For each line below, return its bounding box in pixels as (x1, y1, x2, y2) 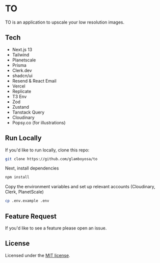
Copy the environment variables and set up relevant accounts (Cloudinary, (5, 184, 156, 190)
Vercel (12, 83, 26, 89)
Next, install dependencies (5, 165, 59, 171)
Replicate (12, 88, 31, 94)
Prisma (12, 62, 27, 68)
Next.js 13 (12, 46, 32, 52)
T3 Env (12, 93, 27, 99)
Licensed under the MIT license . (5, 252, 70, 258)
